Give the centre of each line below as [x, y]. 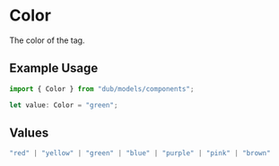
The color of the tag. [47, 40]
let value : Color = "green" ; [64, 105]
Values [29, 133]
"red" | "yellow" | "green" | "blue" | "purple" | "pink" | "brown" [140, 154]
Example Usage [54, 68]
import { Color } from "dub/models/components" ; [102, 89]
